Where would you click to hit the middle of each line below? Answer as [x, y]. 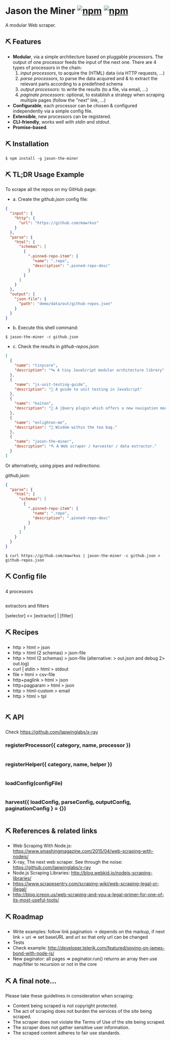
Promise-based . [30, 127]
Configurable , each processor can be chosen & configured [75, 105]
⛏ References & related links [51, 831]
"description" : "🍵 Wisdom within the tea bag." [66, 427]
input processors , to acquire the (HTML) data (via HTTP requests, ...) [92, 73]
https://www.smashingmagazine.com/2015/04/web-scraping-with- [83, 851]
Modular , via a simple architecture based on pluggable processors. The [88, 57]
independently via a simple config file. [52, 111]
